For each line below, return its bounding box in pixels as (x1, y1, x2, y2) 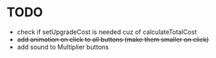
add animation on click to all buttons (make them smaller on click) (16, 35, 209, 43)
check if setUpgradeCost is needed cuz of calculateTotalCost (16, 28, 197, 36)
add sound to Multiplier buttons (16, 42, 109, 51)
